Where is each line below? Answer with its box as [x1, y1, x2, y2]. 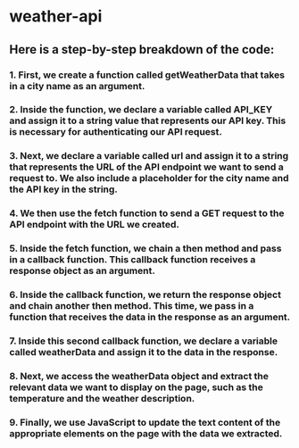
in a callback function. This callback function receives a [9, 253, 256, 266]
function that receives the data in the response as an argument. [9, 311, 291, 323]
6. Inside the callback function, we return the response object [9, 288, 281, 301]
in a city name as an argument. [9, 79, 145, 92]
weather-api [9, 6, 103, 27]
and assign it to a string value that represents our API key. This [9, 114, 287, 127]
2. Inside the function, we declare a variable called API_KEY [9, 104, 273, 116]
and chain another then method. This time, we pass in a [9, 300, 254, 312]
